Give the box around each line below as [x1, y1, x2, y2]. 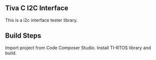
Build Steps [5, 32, 41, 40]
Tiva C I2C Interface [5, 4, 69, 12]
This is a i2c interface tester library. [5, 17, 78, 23]
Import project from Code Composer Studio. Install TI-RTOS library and [5, 45, 151, 51]
